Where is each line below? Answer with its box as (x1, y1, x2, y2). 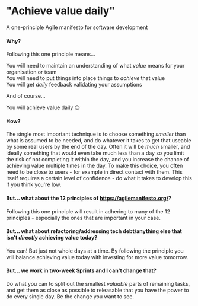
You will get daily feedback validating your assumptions (6, 81, 142, 88)
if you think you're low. (6, 181, 62, 188)
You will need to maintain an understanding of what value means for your (6, 62, 185, 69)
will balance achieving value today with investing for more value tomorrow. (6, 253, 189, 260)
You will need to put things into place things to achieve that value (6, 75, 165, 82)
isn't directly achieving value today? (6, 234, 98, 241)
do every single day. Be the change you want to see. (6, 292, 135, 300)
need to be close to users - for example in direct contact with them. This (6, 168, 183, 176)
